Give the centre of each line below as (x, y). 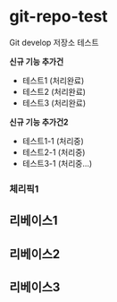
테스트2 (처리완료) (54, 91)
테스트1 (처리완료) (53, 80)
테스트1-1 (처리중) (53, 141)
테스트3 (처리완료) (54, 103)
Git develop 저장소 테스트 (54, 42)
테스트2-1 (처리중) (54, 152)
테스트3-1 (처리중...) (57, 163)
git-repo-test (59, 17)
